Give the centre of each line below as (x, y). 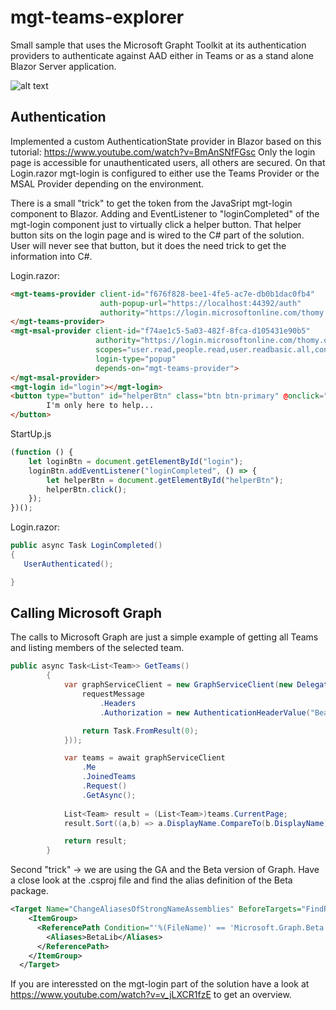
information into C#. (51, 256)
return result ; (95, 841)
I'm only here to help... (100, 406)
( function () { (42, 452)
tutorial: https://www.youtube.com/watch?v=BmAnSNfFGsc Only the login (163, 152)
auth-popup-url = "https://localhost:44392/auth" (200, 303)
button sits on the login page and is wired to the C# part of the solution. (157, 235)
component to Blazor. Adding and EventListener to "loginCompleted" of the (165, 213)
